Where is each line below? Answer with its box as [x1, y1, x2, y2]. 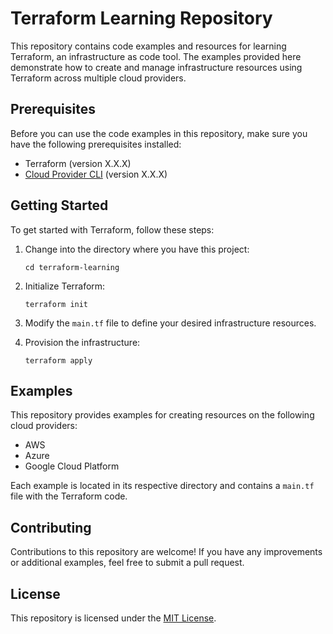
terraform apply [24, 355, 93, 366]
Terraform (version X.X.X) [24, 157, 132, 169]
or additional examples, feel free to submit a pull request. [10, 557, 245, 569]
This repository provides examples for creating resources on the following [10, 409, 315, 421]
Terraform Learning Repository [10, 7, 273, 30]
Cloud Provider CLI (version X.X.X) [24, 168, 168, 180]
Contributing [10, 519, 92, 536]
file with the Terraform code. [10, 490, 128, 502]
